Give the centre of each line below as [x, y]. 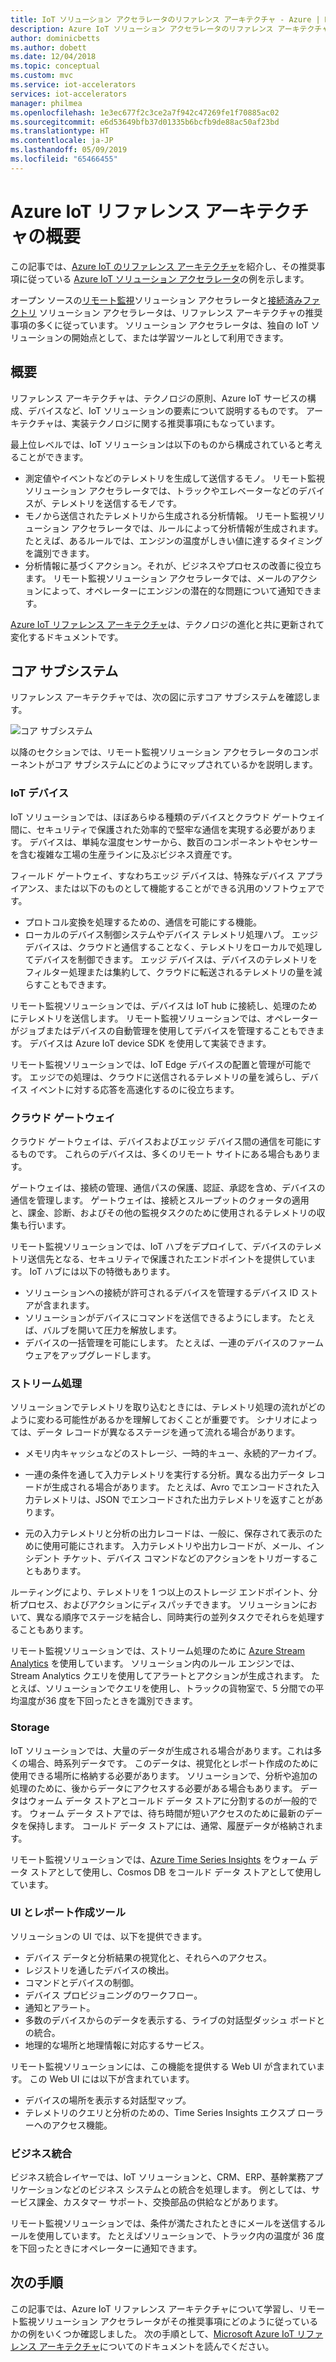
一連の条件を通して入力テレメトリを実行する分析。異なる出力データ [165, 1475]
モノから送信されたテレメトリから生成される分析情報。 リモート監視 [166, 515]
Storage [30, 1728]
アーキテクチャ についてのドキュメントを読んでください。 [156, 2346]
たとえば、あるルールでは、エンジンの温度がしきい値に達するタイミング [173, 540]
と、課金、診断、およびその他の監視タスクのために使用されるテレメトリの [163, 1212]
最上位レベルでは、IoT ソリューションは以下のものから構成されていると [158, 444]
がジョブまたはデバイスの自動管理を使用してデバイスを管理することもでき [163, 1030]
